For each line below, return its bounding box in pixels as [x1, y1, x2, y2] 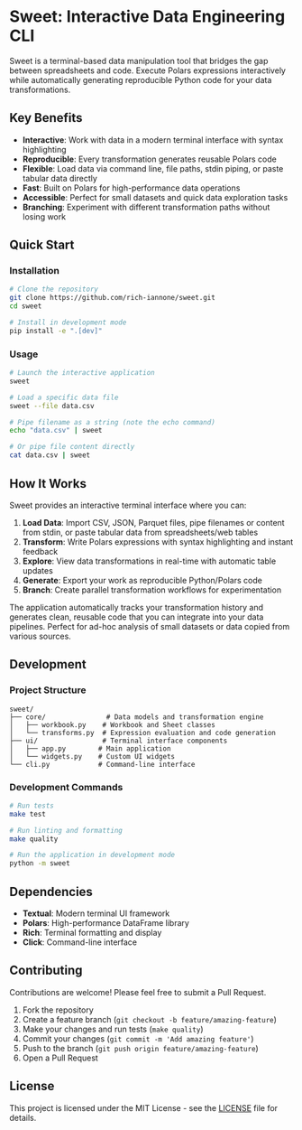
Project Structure [9, 684, 87, 696]
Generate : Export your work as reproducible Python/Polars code [22, 574, 263, 585]
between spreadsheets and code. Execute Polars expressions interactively [9, 65, 287, 76]
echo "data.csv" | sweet [9, 426, 103, 435]
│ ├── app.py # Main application [9, 743, 171, 753]
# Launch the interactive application [9, 369, 155, 378]
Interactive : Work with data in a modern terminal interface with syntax [22, 134, 284, 145]
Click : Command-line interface [22, 937, 138, 948]
